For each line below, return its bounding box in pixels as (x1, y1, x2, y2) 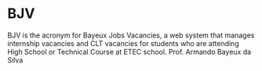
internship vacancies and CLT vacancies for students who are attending (7, 38, 240, 48)
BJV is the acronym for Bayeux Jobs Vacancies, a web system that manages (7, 30, 255, 40)
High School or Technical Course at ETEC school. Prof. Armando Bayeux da (7, 47, 252, 56)
